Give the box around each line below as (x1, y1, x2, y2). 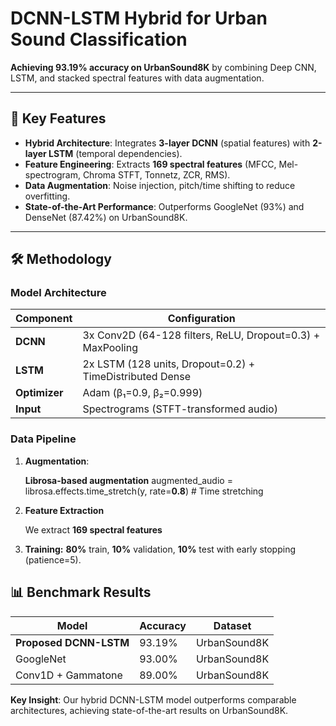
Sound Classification (10, 28, 188, 51)
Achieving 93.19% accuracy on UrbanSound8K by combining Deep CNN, (10, 61, 317, 73)
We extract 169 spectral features (24, 523, 163, 536)
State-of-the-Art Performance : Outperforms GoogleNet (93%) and (24, 200, 305, 212)
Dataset (213, 618, 252, 632)
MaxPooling (82, 341, 138, 355)
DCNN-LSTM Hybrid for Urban (10, 7, 268, 30)
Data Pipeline (10, 432, 77, 446)
